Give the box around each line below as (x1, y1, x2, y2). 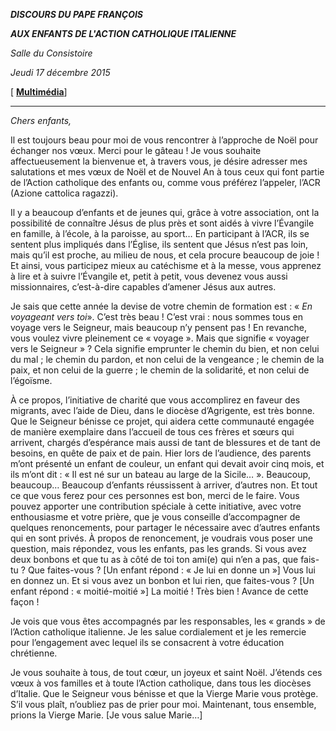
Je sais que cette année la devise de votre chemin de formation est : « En (10, 300, 313, 312)
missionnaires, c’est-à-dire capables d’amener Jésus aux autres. (10, 281, 277, 293)
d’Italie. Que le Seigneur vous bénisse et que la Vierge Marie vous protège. (10, 688, 319, 699)
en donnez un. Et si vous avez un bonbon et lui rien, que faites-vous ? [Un (10, 575, 315, 586)
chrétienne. (10, 647, 58, 659)
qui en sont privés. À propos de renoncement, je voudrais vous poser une (10, 532, 313, 544)
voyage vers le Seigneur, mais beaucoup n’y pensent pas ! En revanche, (10, 322, 307, 333)
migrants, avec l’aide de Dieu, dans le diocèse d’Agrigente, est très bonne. (10, 405, 315, 416)
